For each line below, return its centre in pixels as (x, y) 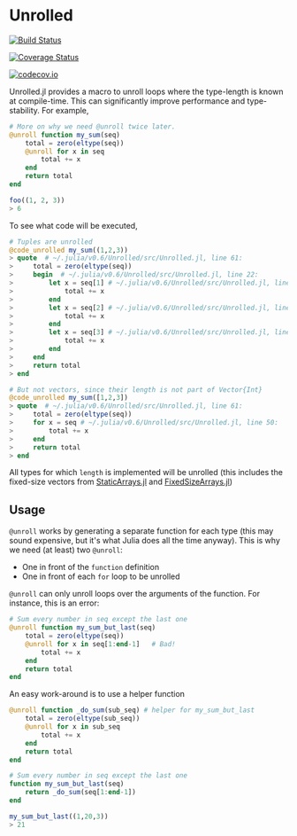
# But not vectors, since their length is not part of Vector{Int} (136, 390)
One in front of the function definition (91, 567)
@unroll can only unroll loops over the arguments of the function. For (135, 594)
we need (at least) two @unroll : (66, 550)
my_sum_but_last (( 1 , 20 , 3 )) (59, 816)
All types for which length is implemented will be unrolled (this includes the (146, 473)
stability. (24, 110)
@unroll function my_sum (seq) (65, 135)
